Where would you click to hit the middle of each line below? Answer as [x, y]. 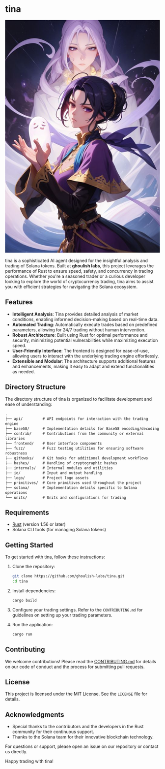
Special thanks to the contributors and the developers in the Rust [78, 727]
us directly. [16, 752]
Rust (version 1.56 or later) [39, 524]
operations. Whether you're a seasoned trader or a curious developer [75, 276]
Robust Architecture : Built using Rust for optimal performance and [80, 335]
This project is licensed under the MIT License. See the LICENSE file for [76, 694]
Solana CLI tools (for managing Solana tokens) [59, 530]
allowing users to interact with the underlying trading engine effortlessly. [85, 356]
